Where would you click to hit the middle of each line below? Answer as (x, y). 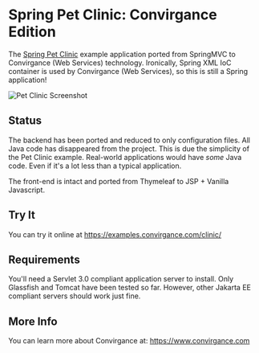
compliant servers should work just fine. (75, 296)
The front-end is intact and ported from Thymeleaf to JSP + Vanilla (119, 181)
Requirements (44, 259)
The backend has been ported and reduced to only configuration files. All (129, 140)
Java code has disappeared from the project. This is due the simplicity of (129, 148)
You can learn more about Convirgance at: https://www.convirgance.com (129, 341)
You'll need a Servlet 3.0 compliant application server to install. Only (121, 279)
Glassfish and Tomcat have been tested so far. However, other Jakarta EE (129, 288)
